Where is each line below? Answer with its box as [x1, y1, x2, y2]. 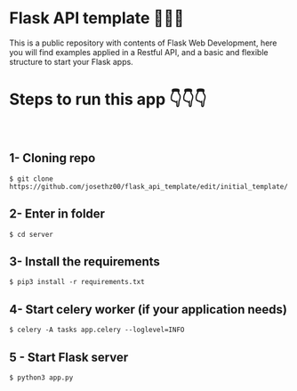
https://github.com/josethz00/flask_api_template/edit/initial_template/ [9, 182, 289, 191]
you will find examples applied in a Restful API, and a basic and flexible [9, 46, 269, 57]
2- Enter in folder [9, 207, 105, 222]
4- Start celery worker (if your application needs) [9, 302, 287, 317]
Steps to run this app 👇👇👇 [9, 89, 207, 110]
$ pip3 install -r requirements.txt [9, 278, 145, 287]
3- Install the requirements [9, 254, 160, 269]
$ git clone [9, 174, 53, 183]
